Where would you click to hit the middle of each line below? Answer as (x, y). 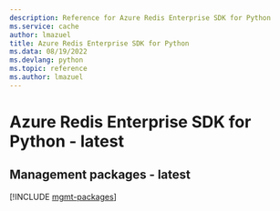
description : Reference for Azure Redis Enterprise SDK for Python (140, 18)
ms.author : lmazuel (47, 77)
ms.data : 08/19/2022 (49, 52)
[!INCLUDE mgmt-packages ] (63, 196)
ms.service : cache (44, 26)
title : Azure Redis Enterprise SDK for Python (99, 43)
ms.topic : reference (49, 69)
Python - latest (67, 141)
